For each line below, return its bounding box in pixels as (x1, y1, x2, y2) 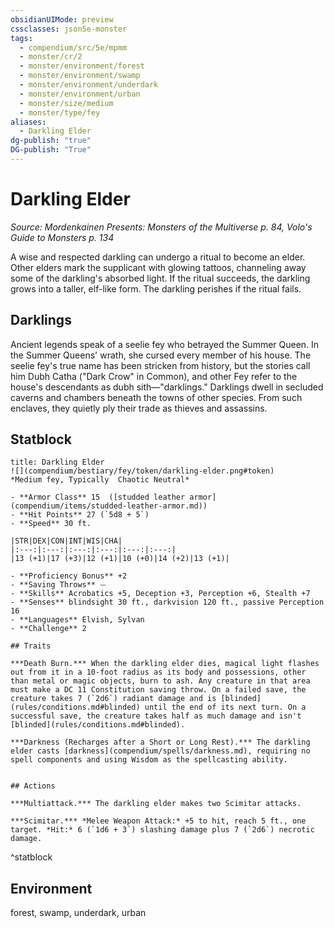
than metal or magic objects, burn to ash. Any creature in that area (10, 676, 311, 686)
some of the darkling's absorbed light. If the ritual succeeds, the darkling (10, 272, 311, 284)
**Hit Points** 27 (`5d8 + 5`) (19, 510, 150, 520)
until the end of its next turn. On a (144, 702, 307, 713)
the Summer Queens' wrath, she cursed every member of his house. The (10, 349, 312, 361)
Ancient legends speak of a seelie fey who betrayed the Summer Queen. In (10, 338, 320, 350)
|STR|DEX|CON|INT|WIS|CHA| (10, 536, 123, 546)
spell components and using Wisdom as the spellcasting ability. (10, 755, 288, 765)
